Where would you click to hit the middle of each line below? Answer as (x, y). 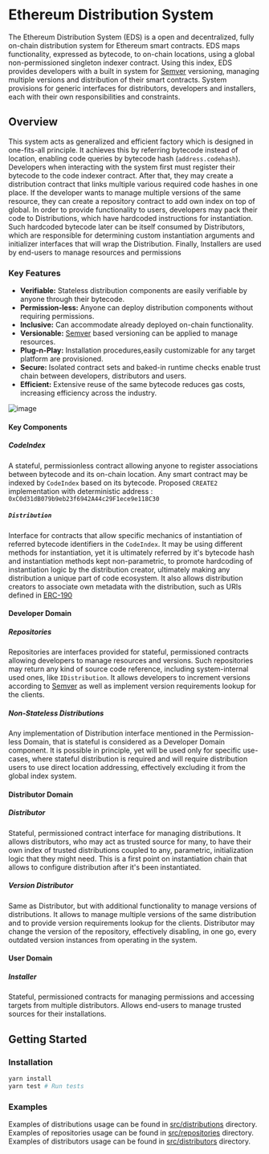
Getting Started (48, 1039)
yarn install (30, 1079)
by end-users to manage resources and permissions (95, 252)
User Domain (31, 958)
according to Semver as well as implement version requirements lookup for (132, 686)
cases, (19, 759)
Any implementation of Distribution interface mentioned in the (110, 733)
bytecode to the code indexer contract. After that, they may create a (121, 175)
